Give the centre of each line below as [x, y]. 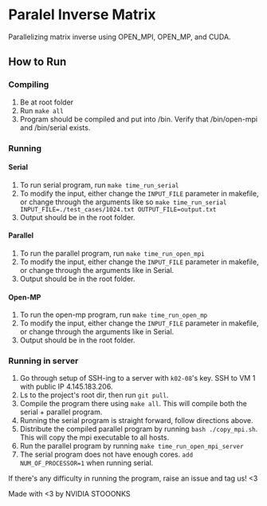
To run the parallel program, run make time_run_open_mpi [112, 253]
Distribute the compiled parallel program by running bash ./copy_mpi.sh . [139, 429]
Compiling [29, 85]
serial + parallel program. [61, 412]
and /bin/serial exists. [55, 127]
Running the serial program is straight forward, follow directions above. [136, 421]
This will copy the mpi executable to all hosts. [94, 437]
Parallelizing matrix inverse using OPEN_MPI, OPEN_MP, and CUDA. [120, 37]
